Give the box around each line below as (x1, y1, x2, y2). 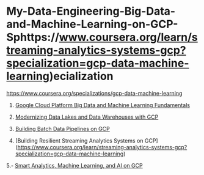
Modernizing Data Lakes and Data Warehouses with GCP (15, 113, 159, 121)
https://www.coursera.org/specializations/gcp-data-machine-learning (6, 89, 183, 97)
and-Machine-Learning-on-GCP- (6, 17, 178, 31)
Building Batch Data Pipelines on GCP (15, 125, 110, 132)
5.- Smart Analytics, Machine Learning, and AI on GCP (6, 162, 143, 169)
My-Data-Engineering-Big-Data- (6, 4, 176, 18)
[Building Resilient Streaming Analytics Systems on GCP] (15, 136, 158, 144)
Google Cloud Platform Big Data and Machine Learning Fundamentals (15, 101, 191, 108)
